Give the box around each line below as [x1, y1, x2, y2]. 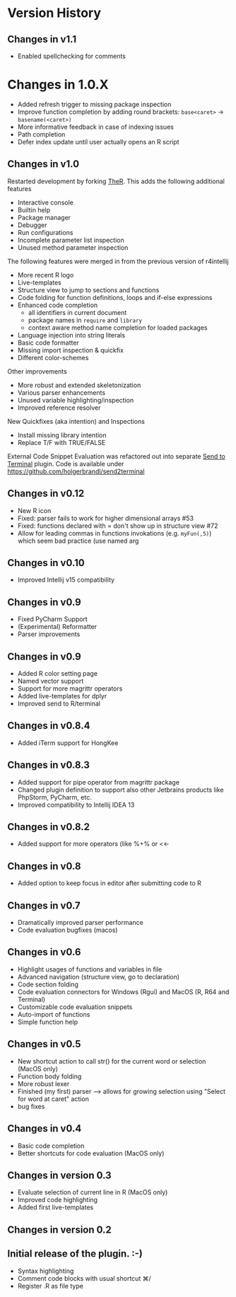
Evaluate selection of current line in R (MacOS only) [17, 1188, 168, 1197]
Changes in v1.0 [7, 158, 80, 171]
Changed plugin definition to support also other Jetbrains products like [17, 785, 224, 794]
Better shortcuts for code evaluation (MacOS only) [17, 1148, 165, 1158]
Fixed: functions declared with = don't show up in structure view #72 [17, 521, 218, 530]
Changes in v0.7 [7, 899, 81, 911]
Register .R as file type [17, 1281, 83, 1290]
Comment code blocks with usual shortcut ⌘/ [17, 1274, 151, 1282]
